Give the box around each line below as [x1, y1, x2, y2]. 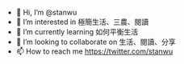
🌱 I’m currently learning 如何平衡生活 [15, 27, 139, 36]
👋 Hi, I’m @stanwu [15, 8, 77, 17]
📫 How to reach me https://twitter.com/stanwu [15, 46, 174, 56]
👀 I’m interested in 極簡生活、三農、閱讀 [15, 17, 149, 26]
